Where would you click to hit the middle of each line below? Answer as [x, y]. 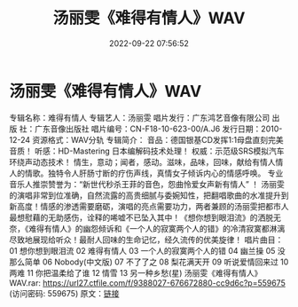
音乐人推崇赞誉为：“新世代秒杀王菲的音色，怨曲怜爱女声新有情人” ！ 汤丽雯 [147, 184]
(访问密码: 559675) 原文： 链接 [64, 293]
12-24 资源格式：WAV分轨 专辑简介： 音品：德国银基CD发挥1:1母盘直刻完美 [146, 139]
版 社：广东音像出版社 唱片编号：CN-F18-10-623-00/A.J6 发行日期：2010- [146, 129]
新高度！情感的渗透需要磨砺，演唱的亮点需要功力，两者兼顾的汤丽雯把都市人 [149, 206]
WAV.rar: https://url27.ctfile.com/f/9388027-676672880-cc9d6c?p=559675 [147, 283]
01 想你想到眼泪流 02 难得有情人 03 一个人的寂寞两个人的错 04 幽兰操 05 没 [147, 250]
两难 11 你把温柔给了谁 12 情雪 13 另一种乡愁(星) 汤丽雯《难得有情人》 [136, 272]
